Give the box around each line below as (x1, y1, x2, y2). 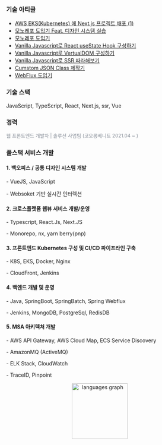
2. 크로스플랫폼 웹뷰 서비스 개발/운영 (6, 205, 90, 212)
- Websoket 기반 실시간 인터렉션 (6, 190, 82, 197)
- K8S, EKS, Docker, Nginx (6, 258, 71, 265)
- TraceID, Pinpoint (6, 371, 52, 378)
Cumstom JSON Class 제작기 (14, 64, 85, 72)
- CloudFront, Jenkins (6, 269, 59, 277)
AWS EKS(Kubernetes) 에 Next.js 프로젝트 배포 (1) (14, 20, 134, 27)
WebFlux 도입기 (14, 72, 52, 79)
